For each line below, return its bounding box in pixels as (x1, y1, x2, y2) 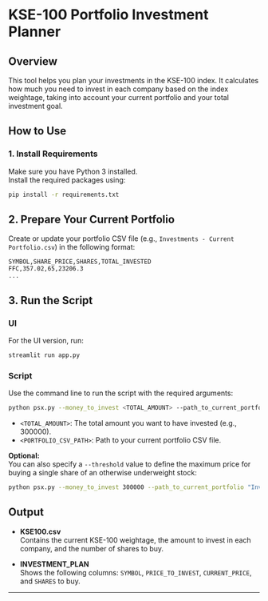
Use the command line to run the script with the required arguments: (8, 388, 234, 398)
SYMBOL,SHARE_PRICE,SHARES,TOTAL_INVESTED (8, 258, 152, 266)
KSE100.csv (19, 527, 61, 536)
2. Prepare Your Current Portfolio (8, 212, 175, 226)
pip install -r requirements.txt (8, 190, 120, 198)
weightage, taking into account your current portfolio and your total (8, 93, 230, 102)
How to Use (8, 124, 67, 138)
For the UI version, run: (8, 336, 84, 346)
